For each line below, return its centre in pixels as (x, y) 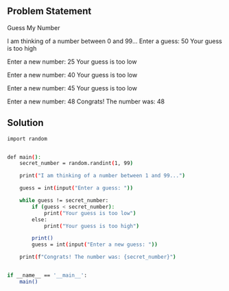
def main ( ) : (24, 157)
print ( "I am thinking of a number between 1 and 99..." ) (103, 176)
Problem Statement (49, 11)
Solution (25, 123)
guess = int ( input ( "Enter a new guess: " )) (95, 245)
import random (27, 139)
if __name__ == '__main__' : (47, 275)
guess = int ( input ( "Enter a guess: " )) (76, 188)
